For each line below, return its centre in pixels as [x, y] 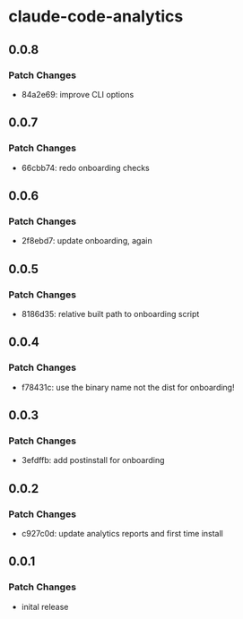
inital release [45, 606]
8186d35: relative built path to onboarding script [110, 314]
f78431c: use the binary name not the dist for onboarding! [128, 387]
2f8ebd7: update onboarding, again [87, 241]
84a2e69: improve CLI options [78, 94]
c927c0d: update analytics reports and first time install [122, 533]
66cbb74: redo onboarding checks [85, 168]
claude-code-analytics [96, 17]
